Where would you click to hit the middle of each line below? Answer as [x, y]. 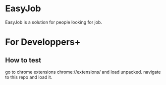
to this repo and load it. [29, 77]
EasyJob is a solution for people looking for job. [54, 22]
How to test [23, 60]
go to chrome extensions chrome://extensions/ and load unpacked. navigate [83, 72]
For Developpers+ [43, 42]
